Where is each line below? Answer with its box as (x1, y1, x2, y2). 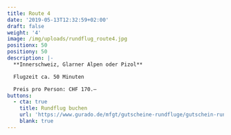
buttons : (7, 92, 32, 99)
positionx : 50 (7, 42, 48, 49)
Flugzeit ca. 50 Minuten (13, 73, 85, 80)
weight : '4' (7, 29, 41, 36)
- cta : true (13, 99, 48, 106)
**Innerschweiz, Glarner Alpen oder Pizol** (13, 61, 143, 68)
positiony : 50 (7, 49, 48, 56)
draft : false (7, 23, 45, 29)
